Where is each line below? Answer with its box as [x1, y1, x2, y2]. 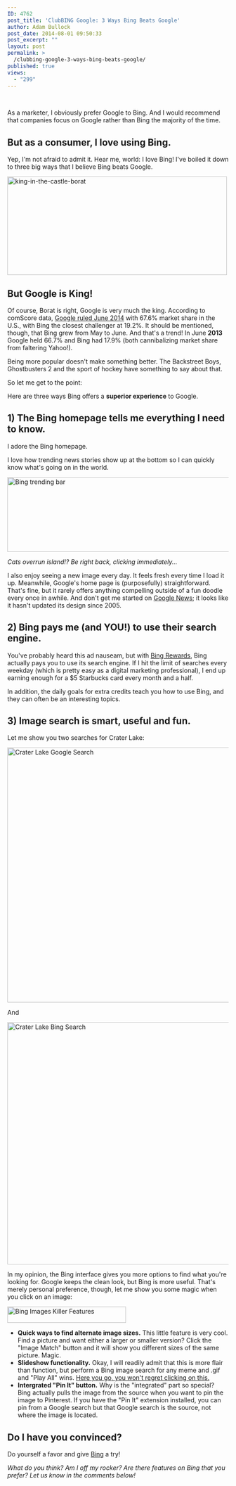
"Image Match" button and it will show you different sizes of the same [17, 1344, 220, 1352]
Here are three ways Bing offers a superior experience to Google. [7, 392, 199, 400]
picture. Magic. [17, 1351, 62, 1359]
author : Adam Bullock [7, 23, 71, 30]
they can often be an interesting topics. [7, 694, 121, 703]
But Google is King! [7, 288, 93, 300]
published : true [7, 63, 55, 70]
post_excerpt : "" [7, 37, 58, 44]
